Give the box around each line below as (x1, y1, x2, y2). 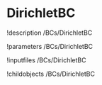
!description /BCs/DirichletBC (6, 28, 93, 37)
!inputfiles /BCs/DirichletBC (6, 55, 86, 64)
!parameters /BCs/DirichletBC (6, 42, 93, 50)
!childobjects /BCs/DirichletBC (6, 69, 95, 78)
